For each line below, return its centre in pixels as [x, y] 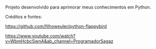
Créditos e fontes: [24, 17]
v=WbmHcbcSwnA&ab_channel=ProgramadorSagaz [59, 41]
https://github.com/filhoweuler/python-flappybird [56, 26]
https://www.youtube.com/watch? [40, 36]
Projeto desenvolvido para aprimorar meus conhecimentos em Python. [78, 7]
